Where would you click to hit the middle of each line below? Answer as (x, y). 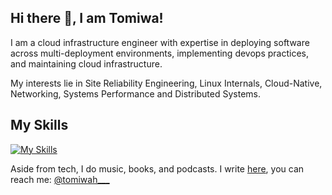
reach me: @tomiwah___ (60, 179)
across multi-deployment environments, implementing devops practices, (159, 53)
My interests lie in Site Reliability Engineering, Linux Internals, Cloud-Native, (166, 83)
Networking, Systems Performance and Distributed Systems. (135, 93)
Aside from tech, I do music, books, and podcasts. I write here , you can (157, 168)
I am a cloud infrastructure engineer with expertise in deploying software (160, 42)
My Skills (39, 125)
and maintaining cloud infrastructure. (86, 63)
